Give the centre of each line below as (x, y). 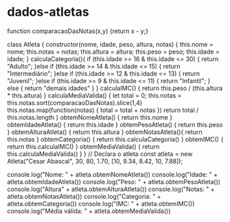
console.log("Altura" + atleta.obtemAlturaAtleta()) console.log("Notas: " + (111, 189)
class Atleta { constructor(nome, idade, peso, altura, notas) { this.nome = (111, 44)
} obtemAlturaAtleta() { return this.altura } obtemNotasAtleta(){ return (105, 132)
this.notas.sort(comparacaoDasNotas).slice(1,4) (75, 102)
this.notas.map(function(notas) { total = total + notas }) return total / (103, 110)
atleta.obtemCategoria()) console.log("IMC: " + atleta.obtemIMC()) (101, 203)
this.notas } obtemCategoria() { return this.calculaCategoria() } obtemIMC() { (115, 139)
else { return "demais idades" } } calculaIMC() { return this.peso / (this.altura (115, 88)
